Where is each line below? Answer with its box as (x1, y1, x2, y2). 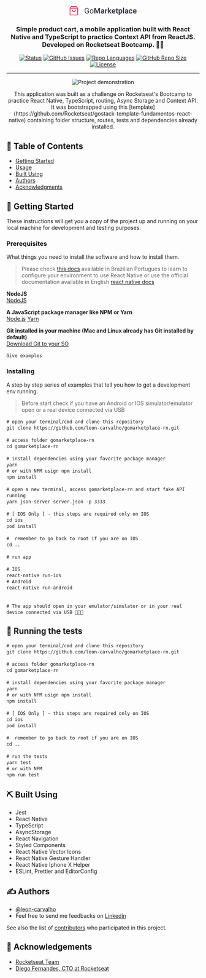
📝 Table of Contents (6, 141, 83, 151)
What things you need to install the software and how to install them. (6, 253, 180, 261)
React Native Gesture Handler (15, 854, 91, 862)
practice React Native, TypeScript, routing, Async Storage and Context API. (8, 97, 198, 105)
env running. (6, 387, 39, 395)
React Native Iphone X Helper (15, 861, 91, 869)
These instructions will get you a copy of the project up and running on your (6, 217, 198, 224)
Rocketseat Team (15, 958, 59, 965)
